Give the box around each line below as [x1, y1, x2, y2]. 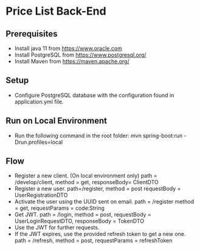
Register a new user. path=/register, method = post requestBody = [14, 185, 181, 193]
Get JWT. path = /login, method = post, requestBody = [14, 211, 151, 218]
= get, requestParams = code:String [14, 204, 105, 212]
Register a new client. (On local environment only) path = [14, 172, 157, 179]
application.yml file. [14, 98, 64, 105]
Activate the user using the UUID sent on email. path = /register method [14, 198, 195, 205]
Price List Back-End [5, 4, 107, 18]
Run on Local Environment [5, 116, 108, 126]
